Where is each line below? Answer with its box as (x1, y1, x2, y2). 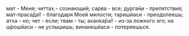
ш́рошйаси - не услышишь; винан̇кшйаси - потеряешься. (6, 23, 151, 30)
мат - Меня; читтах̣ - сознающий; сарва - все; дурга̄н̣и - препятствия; (6, 5, 183, 12)
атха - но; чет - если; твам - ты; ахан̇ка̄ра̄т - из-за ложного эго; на (6, 17, 174, 24)
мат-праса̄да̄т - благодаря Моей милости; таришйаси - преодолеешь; (6, 11, 184, 18)
